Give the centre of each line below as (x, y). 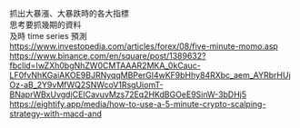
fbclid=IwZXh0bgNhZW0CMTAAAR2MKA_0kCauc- (105, 65)
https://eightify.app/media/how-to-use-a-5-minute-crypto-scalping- (138, 104)
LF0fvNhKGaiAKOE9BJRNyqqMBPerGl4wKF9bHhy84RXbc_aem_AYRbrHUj (150, 75)
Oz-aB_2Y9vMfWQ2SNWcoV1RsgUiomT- (86, 85)
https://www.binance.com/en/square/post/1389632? (108, 56)
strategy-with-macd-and (56, 113)
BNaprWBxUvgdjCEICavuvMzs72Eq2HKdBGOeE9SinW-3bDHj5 (128, 94)
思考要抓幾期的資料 (45, 25)
